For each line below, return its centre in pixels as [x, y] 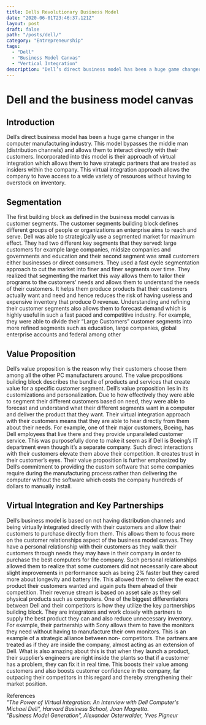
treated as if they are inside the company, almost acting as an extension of [101, 644]
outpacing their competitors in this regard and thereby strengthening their [99, 677]
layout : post [23, 23]
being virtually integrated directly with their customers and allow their [94, 527]
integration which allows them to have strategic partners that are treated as [101, 163]
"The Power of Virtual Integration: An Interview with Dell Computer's [93, 702]
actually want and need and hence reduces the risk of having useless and [100, 295]
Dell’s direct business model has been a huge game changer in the [90, 137]
